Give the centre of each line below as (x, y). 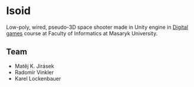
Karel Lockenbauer (38, 78)
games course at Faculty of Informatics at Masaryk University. (82, 33)
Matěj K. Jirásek (34, 66)
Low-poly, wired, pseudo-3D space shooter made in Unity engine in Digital (97, 27)
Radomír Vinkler (34, 72)
